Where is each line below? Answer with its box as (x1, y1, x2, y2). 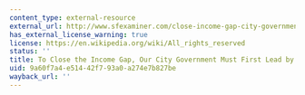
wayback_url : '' (9, 72, 71, 81)
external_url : (9, 22, 64, 31)
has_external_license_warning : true (9, 30, 148, 39)
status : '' (9, 47, 51, 56)
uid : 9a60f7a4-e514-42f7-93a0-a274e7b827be (9, 64, 177, 73)
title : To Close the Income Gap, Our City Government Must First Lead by (9, 55, 295, 64)
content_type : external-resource (9, 13, 136, 23)
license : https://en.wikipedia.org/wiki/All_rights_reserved (9, 38, 246, 48)
